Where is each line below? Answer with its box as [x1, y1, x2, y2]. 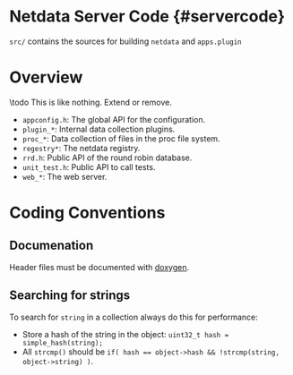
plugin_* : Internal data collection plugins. [22, 124, 176, 134]
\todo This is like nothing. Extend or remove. [9, 97, 172, 107]
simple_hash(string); [22, 338, 103, 347]
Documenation [9, 238, 94, 253]
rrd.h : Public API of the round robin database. [22, 152, 193, 163]
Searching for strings [9, 288, 131, 303]
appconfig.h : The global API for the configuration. [22, 114, 206, 124]
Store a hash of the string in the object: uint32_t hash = [22, 328, 229, 339]
